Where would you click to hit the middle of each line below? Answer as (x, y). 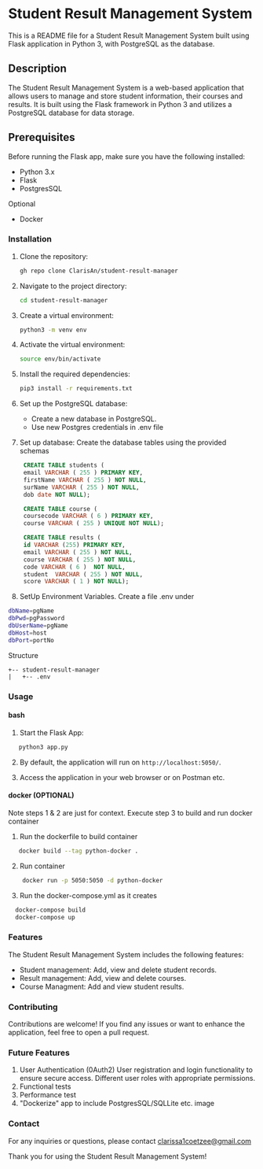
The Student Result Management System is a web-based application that (126, 87)
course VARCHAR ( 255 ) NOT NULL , (80, 560)
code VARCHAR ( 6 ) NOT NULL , (74, 567)
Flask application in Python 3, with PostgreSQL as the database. (111, 43)
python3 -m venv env (53, 330)
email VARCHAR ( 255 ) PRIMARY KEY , (83, 473)
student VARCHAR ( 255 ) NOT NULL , (83, 574)
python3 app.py (43, 747)
